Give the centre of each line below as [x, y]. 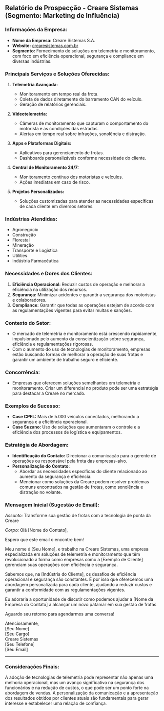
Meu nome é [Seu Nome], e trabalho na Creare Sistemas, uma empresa [77, 549]
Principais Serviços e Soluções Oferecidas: [57, 74]
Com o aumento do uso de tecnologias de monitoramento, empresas [81, 349]
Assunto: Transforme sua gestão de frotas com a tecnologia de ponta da [78, 516]
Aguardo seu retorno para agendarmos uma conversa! [60, 614]
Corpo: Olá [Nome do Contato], [37, 530]
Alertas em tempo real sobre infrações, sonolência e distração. [83, 134]
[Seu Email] [17, 650]
